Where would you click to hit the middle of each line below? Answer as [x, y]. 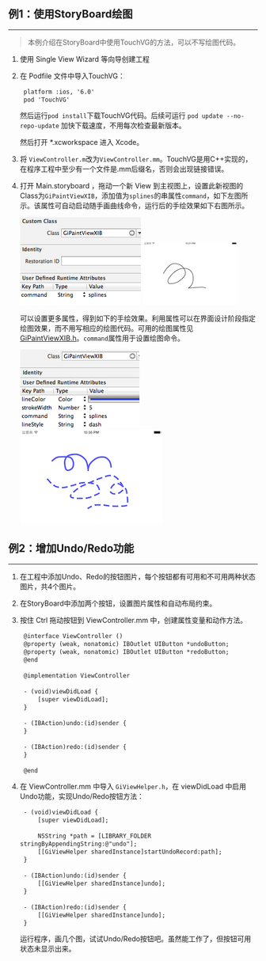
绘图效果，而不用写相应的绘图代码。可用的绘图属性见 [106, 328]
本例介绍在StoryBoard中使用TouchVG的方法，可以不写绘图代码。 [134, 42]
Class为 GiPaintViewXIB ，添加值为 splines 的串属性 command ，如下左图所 [134, 196]
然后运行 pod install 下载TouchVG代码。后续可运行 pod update [121, 115]
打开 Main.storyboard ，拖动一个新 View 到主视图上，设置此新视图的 [131, 185]
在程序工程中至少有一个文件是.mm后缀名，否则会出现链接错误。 [124, 169]
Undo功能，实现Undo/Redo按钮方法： [82, 796]
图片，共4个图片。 [50, 586]
